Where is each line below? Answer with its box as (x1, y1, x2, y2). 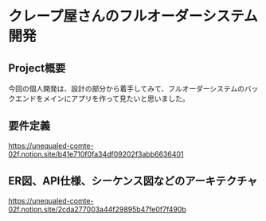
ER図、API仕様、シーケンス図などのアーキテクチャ (8, 174, 258, 188)
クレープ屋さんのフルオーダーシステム (8, 7, 258, 25)
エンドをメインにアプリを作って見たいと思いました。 (14, 94, 190, 103)
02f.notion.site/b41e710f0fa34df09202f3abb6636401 (8, 149, 185, 159)
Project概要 (8, 61, 66, 75)
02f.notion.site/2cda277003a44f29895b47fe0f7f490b (8, 204, 187, 214)
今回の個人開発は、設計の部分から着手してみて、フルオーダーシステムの (8, 84, 245, 93)
